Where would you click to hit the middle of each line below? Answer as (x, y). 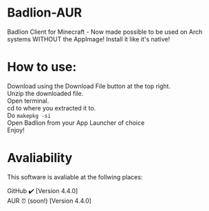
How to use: (42, 67)
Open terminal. (28, 101)
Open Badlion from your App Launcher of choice (76, 123)
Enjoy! (16, 130)
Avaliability (40, 158)
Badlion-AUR (45, 13)
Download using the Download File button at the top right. (89, 86)
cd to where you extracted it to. (52, 108)
